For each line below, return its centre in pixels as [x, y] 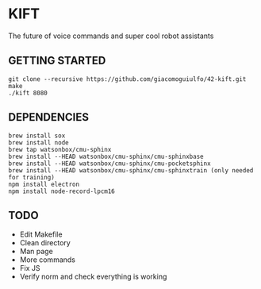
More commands [47, 260]
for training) [32, 177]
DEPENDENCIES [49, 117]
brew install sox [37, 136]
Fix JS [30, 268]
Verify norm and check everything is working [93, 277]
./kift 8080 [28, 93]
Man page [36, 252]
